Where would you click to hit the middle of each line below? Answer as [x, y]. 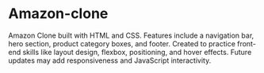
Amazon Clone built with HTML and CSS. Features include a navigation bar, [131, 35]
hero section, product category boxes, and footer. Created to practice [122, 43]
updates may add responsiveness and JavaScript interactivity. [110, 60]
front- [246, 43]
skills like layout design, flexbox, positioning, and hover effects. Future [137, 52]
